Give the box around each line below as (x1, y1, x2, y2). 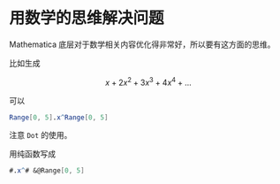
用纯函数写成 (9, 149, 56, 159)
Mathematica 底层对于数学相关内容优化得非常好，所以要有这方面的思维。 (9, 39, 276, 50)
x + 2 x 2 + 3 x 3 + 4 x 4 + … (105, 75, 192, 88)
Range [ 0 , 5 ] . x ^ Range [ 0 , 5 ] (9, 112, 109, 122)
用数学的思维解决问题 (9, 8, 165, 28)
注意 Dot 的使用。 (9, 130, 72, 141)
